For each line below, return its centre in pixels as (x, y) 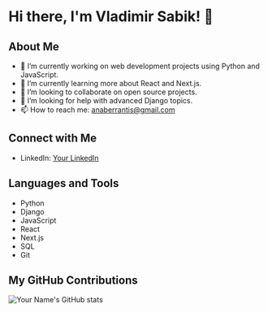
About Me (34, 47)
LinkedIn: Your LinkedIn (59, 158)
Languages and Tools (64, 183)
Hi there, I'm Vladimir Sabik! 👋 (111, 17)
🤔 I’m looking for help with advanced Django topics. (106, 100)
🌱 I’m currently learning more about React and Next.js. (111, 83)
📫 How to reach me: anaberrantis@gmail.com (98, 110)
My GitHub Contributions (73, 281)
